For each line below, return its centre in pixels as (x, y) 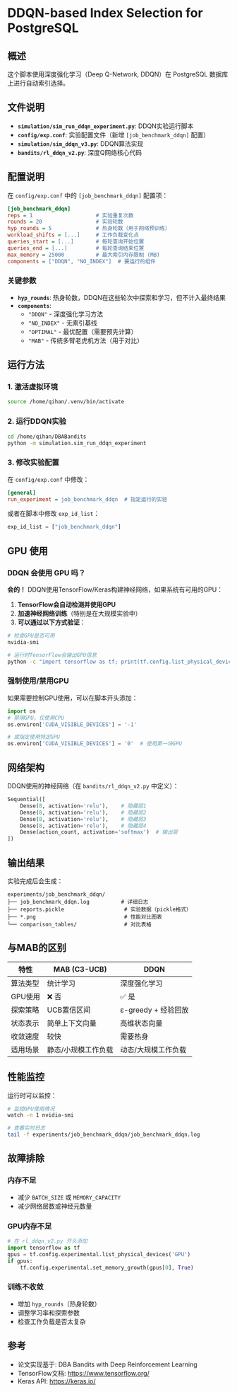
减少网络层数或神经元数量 (55, 1206)
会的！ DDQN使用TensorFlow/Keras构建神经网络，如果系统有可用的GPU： (115, 589)
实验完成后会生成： (35, 881)
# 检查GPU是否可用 (31, 636)
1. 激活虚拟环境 (33, 387)
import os (22, 711)
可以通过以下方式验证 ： (51, 622)
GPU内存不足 (30, 1226)
